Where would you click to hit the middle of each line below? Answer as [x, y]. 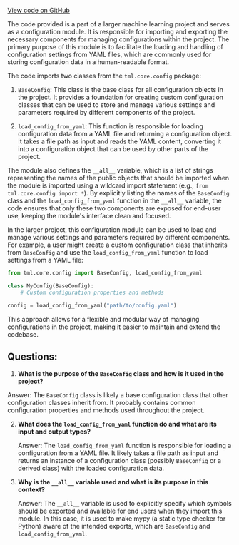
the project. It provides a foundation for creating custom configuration [120, 97]
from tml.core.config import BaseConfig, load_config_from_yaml [105, 273]
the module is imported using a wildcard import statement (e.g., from [108, 185]
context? [31, 490]
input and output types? [54, 432]
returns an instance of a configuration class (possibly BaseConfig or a [119, 461]
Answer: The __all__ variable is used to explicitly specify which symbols [124, 504]
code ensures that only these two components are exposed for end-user [114, 208]
